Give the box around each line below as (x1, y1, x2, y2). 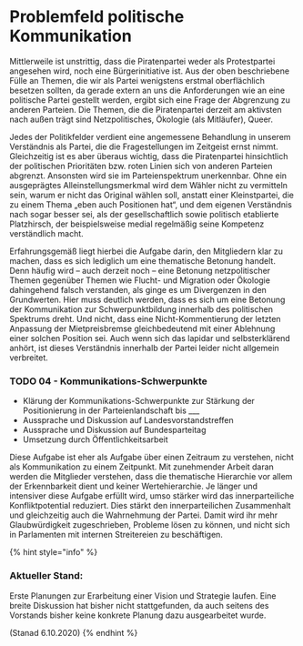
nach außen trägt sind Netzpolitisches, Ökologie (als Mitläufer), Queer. (9, 114, 273, 125)
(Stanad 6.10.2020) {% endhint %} (9, 627, 138, 638)
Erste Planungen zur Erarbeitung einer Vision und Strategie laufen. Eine (9, 590, 277, 601)
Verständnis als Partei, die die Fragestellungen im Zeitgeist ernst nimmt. (9, 141, 279, 152)
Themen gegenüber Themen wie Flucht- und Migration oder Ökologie (9, 275, 271, 286)
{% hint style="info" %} (9, 547, 98, 558)
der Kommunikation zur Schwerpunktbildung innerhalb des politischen (9, 303, 273, 315)
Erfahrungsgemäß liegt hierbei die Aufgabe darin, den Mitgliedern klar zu (9, 246, 284, 257)
